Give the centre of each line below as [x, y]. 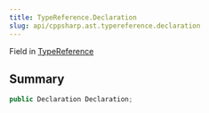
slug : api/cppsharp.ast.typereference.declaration [105, 26]
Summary [37, 79]
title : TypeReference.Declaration [73, 17]
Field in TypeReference [52, 51]
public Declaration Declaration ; [71, 100]
